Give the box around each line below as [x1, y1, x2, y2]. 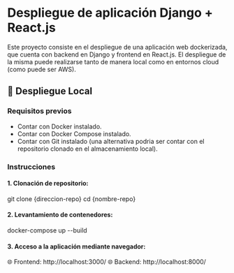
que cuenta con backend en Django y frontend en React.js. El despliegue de [7, 50, 226, 59]
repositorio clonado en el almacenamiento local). [17, 145, 159, 153]
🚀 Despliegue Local [7, 85, 93, 97]
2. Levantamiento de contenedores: [7, 211, 113, 219]
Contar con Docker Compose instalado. [17, 129, 131, 138]
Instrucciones [7, 162, 56, 172]
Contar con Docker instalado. [17, 122, 103, 131]
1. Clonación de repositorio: [7, 179, 89, 188]
